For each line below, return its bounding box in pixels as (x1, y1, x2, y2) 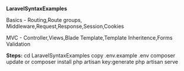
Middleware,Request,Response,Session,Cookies (6, 23, 125, 30)
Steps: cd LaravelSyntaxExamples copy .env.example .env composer (6, 52, 176, 59)
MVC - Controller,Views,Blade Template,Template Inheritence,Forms (6, 34, 173, 41)
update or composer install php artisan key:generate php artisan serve (6, 59, 179, 65)
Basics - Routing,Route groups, (6, 17, 83, 23)
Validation (6, 41, 31, 47)
